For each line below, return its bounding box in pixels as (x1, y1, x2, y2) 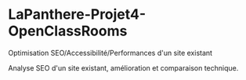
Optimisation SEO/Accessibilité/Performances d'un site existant (8, 48, 213, 57)
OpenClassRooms (8, 22, 128, 40)
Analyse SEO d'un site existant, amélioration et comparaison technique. (8, 63, 239, 72)
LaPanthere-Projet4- (8, 5, 147, 24)
